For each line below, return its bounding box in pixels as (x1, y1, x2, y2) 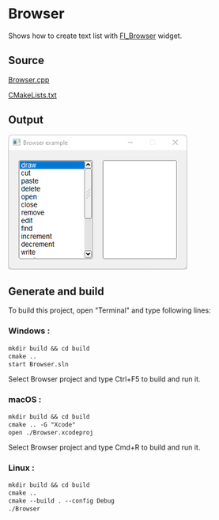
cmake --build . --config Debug (8, 497, 115, 505)
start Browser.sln (8, 360, 69, 368)
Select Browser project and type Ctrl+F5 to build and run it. (8, 374, 201, 384)
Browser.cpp (8, 74, 50, 84)
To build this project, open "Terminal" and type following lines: (8, 306, 211, 315)
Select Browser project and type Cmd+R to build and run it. (8, 442, 201, 452)
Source (8, 54, 45, 67)
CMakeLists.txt (8, 90, 57, 100)
